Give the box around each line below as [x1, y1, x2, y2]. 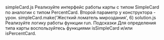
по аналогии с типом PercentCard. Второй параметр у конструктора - [5, 9, 156, 15]
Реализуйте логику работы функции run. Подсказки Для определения [5, 20, 156, 26]
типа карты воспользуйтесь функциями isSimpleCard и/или [5, 25, 133, 31]
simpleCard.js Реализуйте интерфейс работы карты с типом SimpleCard [5, 4, 159, 10]
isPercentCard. [5, 31, 36, 36]
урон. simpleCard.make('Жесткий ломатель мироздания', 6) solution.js [5, 15, 156, 20]
